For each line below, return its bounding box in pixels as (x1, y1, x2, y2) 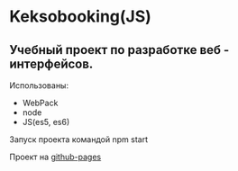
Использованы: (9, 80, 69, 91)
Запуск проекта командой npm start (9, 134, 149, 145)
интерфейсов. (9, 56, 94, 71)
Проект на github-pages (9, 151, 102, 162)
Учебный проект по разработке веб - (9, 42, 230, 58)
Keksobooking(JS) (9, 6, 151, 27)
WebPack (22, 97, 59, 108)
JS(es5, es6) (22, 117, 70, 127)
